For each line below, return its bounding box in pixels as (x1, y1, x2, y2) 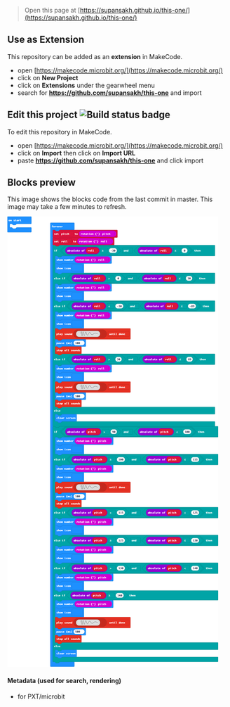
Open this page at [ (24, 6, 81, 14)
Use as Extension (7, 34, 85, 46)
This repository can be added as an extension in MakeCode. (7, 52, 183, 60)
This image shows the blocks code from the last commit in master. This (7, 195, 213, 203)
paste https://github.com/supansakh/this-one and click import (17, 156, 204, 165)
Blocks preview (7, 177, 76, 189)
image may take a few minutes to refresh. (7, 203, 127, 211)
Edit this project (7, 109, 78, 121)
